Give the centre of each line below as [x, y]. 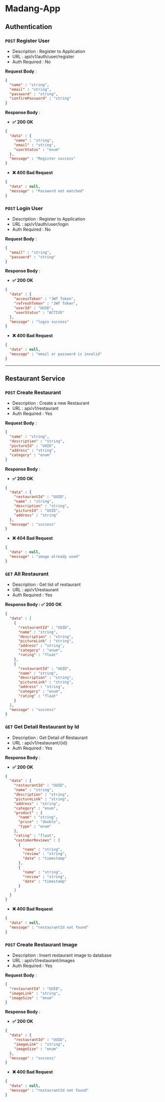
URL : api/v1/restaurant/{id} [40, 743]
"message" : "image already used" [45, 557]
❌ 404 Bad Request [32, 538]
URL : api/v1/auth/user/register [43, 56]
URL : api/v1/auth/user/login [40, 224]
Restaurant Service [35, 379]
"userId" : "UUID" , [34, 308]
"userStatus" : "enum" [37, 150]
